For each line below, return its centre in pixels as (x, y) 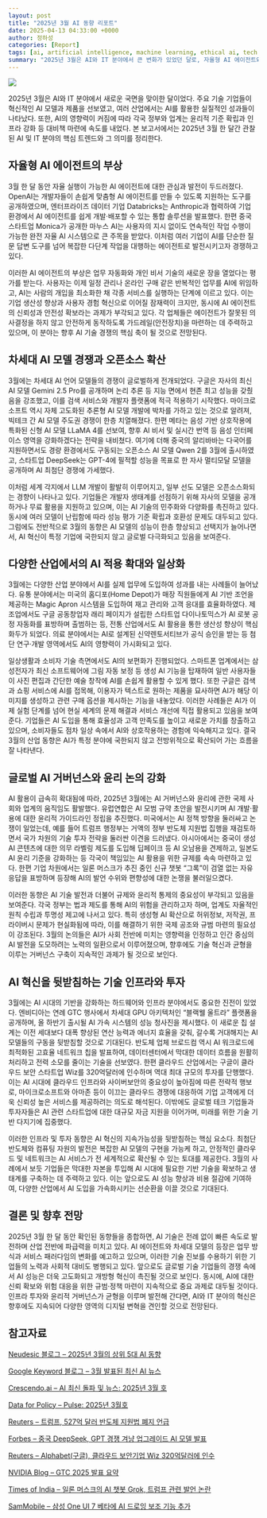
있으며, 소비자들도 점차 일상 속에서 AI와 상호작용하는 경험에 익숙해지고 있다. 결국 (132, 730)
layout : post (30, 15)
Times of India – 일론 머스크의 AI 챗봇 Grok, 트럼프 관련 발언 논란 (110, 1489)
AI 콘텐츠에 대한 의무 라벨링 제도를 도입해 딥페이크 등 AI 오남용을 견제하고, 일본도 (133, 848)
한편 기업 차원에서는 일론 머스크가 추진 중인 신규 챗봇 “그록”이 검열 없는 (128, 868)
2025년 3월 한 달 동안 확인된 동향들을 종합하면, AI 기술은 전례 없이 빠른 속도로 (129, 1236)
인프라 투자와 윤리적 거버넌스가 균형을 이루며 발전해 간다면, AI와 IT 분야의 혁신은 (132, 1295)
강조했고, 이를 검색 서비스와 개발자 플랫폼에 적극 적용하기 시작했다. (126, 400)
